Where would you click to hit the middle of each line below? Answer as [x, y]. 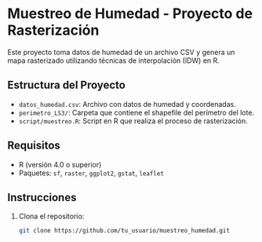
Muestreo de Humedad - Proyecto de [130, 14]
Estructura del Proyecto [67, 85]
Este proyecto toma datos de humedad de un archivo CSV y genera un [121, 52]
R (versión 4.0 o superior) [60, 164]
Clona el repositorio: [51, 216]
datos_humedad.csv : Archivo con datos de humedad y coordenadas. [127, 104]
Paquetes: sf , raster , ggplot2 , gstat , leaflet [91, 173]
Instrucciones [42, 197]
